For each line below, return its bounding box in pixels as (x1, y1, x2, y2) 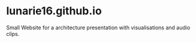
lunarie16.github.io (6, 4, 102, 18)
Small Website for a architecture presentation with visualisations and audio (6, 24, 191, 31)
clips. (6, 30, 20, 37)
